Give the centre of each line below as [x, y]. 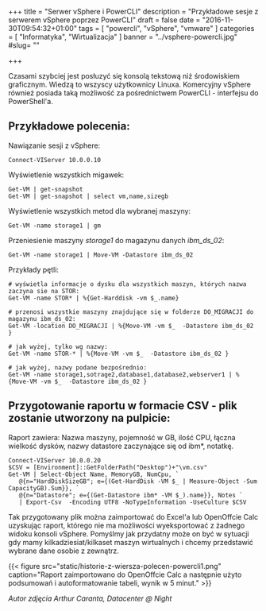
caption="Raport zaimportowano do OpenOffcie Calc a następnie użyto [125, 574]
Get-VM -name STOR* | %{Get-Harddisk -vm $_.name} [94, 298]
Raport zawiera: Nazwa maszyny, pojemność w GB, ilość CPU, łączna [122, 437]
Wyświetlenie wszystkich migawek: [66, 175]
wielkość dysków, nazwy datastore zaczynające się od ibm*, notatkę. [121, 446]
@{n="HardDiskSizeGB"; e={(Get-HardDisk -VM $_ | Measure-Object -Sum [138, 481]
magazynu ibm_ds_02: [42, 319]
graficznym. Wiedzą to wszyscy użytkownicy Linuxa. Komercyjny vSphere [130, 84]
